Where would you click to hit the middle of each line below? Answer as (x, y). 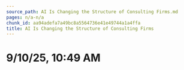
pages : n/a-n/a (25, 17)
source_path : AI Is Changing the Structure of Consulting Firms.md (92, 12)
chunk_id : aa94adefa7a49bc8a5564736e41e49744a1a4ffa (73, 23)
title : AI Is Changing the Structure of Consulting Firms (80, 28)
